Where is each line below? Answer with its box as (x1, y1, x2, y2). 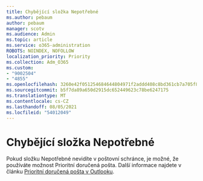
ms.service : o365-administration (6, 43, 91, 49)
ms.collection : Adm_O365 (6, 59, 69, 65)
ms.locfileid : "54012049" (6, 109, 71, 115)
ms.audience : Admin (6, 31, 56, 37)
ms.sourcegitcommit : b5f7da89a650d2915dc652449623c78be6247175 (6, 87, 169, 93)
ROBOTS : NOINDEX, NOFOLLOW (6, 48, 74, 54)
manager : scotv (6, 25, 45, 32)
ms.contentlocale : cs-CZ (6, 98, 69, 104)
